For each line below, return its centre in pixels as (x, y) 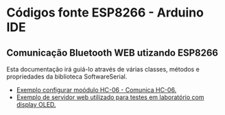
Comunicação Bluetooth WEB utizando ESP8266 (113, 53)
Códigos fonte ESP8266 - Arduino (105, 13)
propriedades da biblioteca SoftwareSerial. (67, 76)
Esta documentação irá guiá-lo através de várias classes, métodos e (103, 69)
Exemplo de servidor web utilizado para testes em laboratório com (110, 97)
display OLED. (36, 104)
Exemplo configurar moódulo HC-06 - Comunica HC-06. (96, 90)
